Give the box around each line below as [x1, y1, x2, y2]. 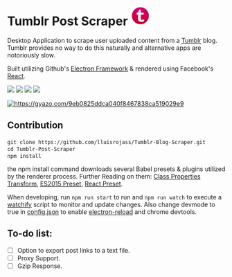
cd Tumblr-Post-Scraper [7, 145, 76, 152]
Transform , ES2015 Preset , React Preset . [7, 179, 123, 188]
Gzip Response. [17, 262, 63, 270]
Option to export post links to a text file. [17, 246, 130, 254]
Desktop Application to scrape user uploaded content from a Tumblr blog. [7, 36, 218, 44]
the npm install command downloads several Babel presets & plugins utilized [7, 165, 226, 173]
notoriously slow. [7, 51, 56, 59]
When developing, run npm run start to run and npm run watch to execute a [7, 193, 222, 201]
